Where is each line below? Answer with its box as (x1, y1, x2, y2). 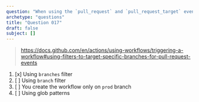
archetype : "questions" (6, 14, 65, 20)
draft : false (6, 25, 38, 31)
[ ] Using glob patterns (14, 90, 70, 97)
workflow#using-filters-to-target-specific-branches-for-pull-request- (20, 53, 191, 60)
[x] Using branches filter (14, 71, 73, 78)
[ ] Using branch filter (14, 77, 66, 84)
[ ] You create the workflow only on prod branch (14, 83, 131, 90)
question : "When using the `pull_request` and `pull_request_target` (6, 8, 182, 15)
